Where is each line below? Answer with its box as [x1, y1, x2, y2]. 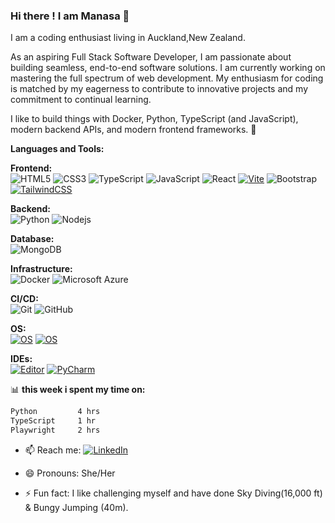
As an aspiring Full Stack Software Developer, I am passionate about [10, 51, 292, 63]
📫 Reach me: [24, 444, 82, 456]
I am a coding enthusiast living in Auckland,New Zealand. [10, 32, 246, 44]
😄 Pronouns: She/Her [24, 467, 116, 479]
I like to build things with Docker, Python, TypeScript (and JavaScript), [10, 113, 299, 125]
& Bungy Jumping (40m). [24, 501, 129, 513]
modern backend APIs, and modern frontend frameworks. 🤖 [10, 124, 257, 136]
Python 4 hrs [10, 407, 101, 417]
